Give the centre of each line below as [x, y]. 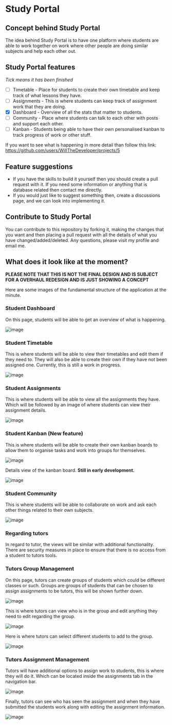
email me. [16, 246]
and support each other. [38, 124]
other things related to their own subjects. [50, 510]
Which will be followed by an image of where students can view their [78, 405]
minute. [13, 295]
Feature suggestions [39, 167]
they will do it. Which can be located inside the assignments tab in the [79, 676]
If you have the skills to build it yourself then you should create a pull [85, 179]
